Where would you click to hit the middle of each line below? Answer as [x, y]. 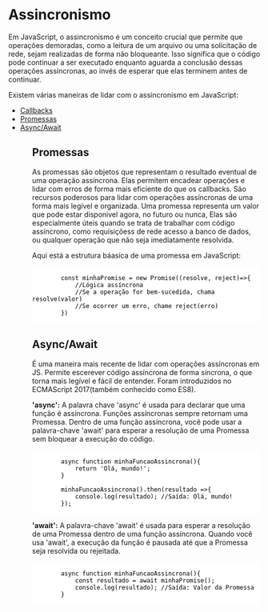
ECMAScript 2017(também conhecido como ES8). [114, 389]
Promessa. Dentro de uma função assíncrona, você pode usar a [137, 422]
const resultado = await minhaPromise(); [145, 580]
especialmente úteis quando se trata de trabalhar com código [133, 222]
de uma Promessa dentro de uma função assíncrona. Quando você [142, 534]
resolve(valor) [57, 299]
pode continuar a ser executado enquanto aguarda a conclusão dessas [126, 62]
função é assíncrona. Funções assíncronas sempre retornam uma [140, 413]
